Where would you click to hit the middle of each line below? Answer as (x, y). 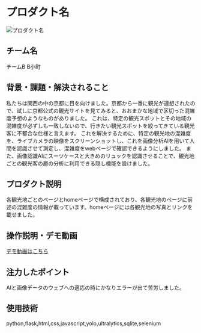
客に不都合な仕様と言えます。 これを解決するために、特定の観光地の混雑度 (99, 133)
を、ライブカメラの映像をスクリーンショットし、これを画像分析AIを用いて (98, 141)
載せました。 (22, 215)
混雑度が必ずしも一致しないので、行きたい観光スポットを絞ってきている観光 (100, 126)
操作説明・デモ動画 (42, 235)
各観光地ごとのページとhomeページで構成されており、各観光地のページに (97, 200)
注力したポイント (38, 272)
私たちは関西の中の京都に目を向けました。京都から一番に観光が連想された (98, 103)
